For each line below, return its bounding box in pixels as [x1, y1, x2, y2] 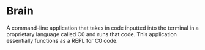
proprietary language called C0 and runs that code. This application [6, 30, 177, 37]
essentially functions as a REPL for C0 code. [6, 37, 118, 44]
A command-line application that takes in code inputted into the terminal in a [6, 24, 199, 31]
